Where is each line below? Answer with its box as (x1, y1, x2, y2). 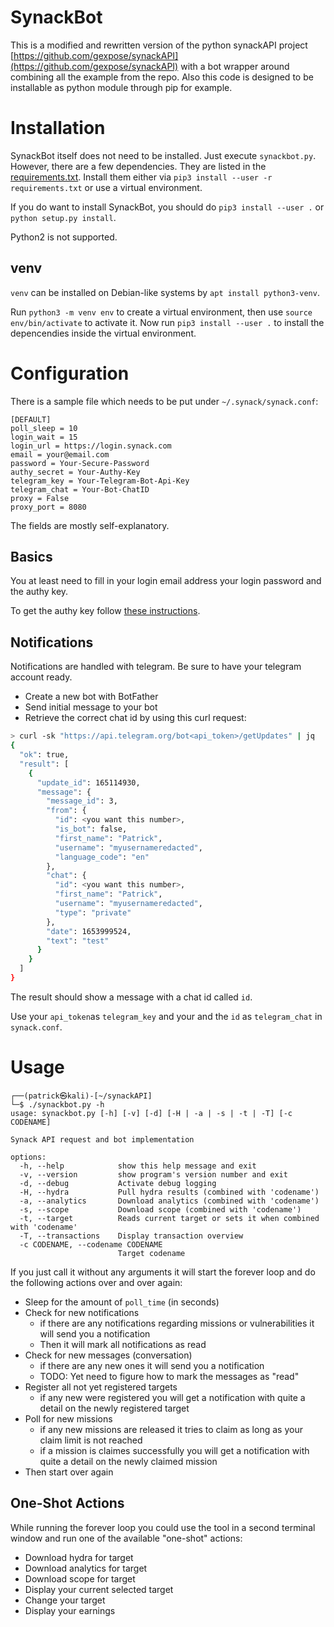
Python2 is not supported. (10, 231, 118, 243)
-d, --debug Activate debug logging (19, 1178, 217, 1188)
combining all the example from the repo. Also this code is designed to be (10, 71, 314, 83)
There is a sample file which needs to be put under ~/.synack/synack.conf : (10, 395, 319, 407)
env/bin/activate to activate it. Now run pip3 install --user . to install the (10, 316, 325, 328)
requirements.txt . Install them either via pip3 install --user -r (10, 171, 273, 183)
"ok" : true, (19, 750, 70, 760)
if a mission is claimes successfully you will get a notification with (39, 1444, 310, 1456)
